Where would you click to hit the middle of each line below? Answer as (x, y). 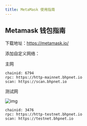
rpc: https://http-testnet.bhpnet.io (44, 115)
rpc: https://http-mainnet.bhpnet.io (44, 78)
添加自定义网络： (22, 54)
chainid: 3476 (20, 110)
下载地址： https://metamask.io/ (37, 43)
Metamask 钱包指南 (35, 31)
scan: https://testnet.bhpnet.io (39, 119)
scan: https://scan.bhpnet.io (36, 82)
